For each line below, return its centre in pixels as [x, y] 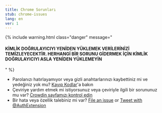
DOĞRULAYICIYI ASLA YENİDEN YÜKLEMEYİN [54, 59]
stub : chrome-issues [26, 14]
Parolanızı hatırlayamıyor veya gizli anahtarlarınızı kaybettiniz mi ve [80, 80]
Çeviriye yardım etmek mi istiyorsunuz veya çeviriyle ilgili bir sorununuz [85, 90]
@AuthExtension [29, 106]
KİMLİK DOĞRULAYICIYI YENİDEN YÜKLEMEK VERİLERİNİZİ [67, 48]
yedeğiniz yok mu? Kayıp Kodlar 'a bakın [53, 85]
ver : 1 [12, 23]
